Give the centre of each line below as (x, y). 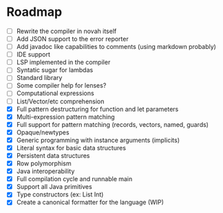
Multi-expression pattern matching (65, 116)
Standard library (39, 78)
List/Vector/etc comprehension (60, 101)
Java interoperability (45, 171)
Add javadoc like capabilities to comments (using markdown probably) (116, 47)
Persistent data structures (53, 155)
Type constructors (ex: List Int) (60, 194)
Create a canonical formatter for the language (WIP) (90, 202)
